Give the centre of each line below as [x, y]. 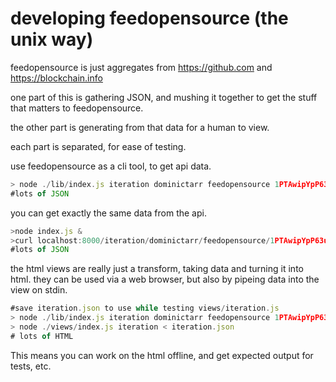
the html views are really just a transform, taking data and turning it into [157, 269]
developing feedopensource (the [149, 18]
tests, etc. [31, 366]
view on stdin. [39, 290]
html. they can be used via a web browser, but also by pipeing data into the [165, 279]
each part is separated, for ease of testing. [98, 146]
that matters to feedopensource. [77, 108]
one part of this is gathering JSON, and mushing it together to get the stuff [164, 97]
